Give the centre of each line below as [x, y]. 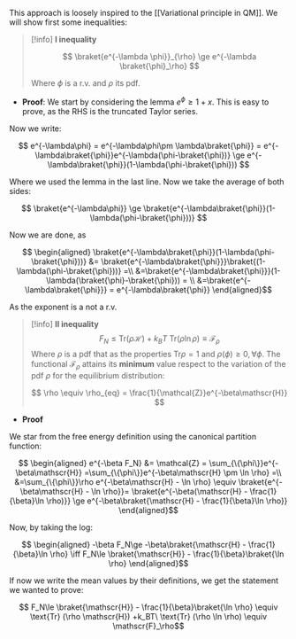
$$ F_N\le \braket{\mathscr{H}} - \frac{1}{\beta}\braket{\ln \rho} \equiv [148, 607]
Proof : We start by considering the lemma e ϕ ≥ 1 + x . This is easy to [145, 101]
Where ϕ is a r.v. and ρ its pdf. [85, 83]
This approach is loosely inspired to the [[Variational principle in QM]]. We [144, 13]
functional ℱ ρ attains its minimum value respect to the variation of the [158, 365]
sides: [20, 191]
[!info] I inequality [64, 39]
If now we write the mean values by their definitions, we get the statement [144, 581]
